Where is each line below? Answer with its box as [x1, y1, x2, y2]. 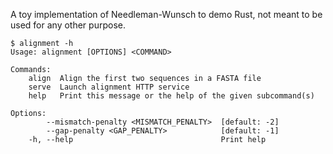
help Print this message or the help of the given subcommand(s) [28, 91, 315, 101]
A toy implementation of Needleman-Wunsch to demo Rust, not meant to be [10, 9, 323, 20]
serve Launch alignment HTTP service [28, 82, 190, 92]
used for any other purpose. [10, 19, 126, 31]
